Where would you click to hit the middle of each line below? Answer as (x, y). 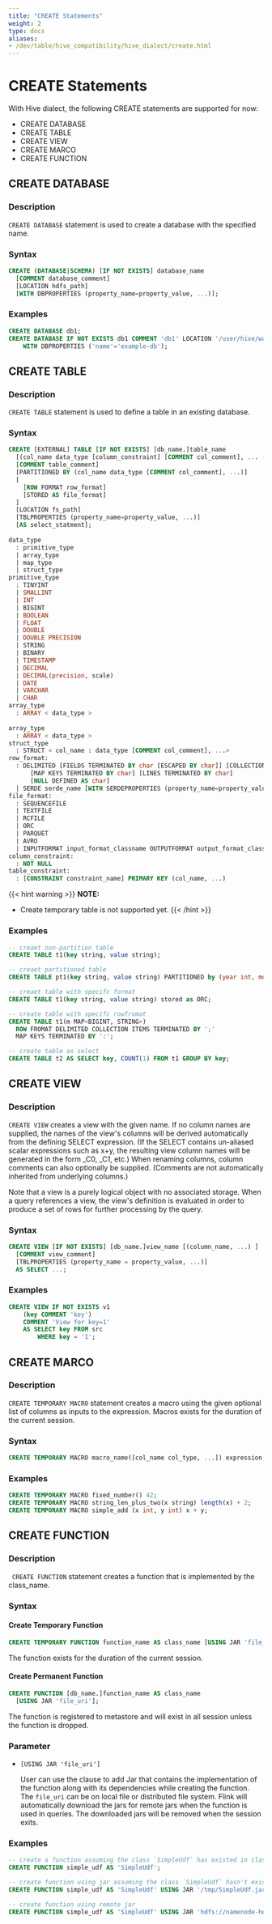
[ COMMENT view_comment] (55, 1254)
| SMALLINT (34, 593)
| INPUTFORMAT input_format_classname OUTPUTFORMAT (105, 848)
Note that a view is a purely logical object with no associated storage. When (135, 1191)
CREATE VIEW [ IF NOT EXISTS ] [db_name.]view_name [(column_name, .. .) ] (134, 1247)
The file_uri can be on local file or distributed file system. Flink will (134, 1796)
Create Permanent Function (56, 1676)
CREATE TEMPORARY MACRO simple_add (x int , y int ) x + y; (108, 1510)
